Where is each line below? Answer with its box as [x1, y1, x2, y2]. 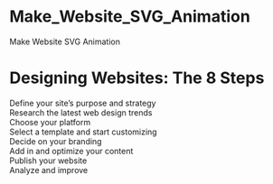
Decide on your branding [9, 135, 102, 146]
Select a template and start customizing [9, 126, 157, 137]
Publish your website [9, 155, 88, 166]
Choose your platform [9, 116, 91, 127]
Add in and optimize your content [9, 145, 134, 156]
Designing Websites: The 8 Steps [9, 68, 265, 88]
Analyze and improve [9, 164, 89, 175]
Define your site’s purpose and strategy [9, 97, 156, 108]
